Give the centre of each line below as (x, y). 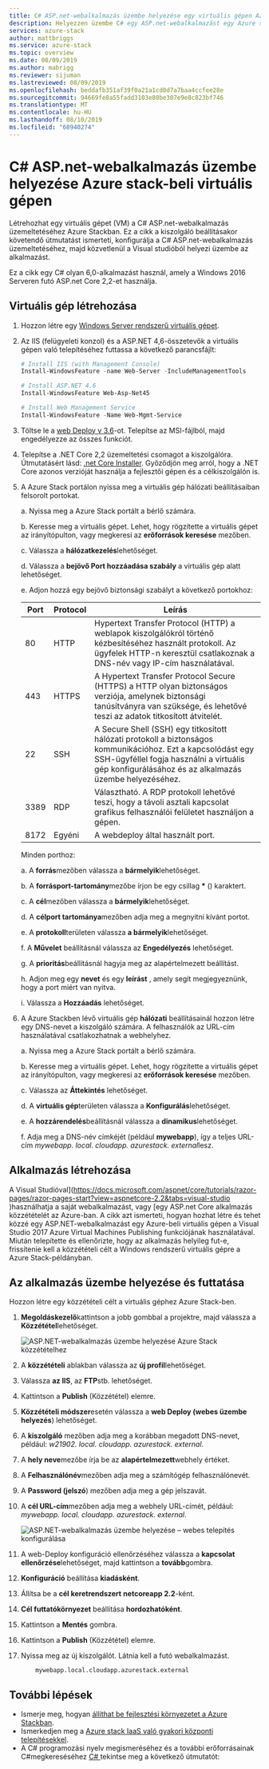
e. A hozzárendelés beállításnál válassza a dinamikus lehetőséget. (129, 1121)
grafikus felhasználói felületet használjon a (174, 812)
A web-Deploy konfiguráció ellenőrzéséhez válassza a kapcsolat (128, 1554)
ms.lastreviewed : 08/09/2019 (57, 82)
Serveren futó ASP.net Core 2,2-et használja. (83, 281)
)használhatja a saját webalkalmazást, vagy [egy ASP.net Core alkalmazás (131, 1206)
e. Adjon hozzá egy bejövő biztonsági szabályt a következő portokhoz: (137, 589)
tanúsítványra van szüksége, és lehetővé (170, 706)
